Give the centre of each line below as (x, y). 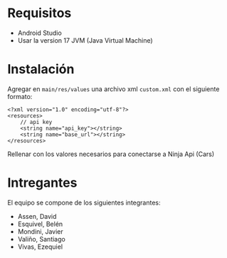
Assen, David (37, 216)
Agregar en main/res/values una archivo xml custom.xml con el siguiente (114, 89)
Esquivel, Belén (40, 224)
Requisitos (39, 13)
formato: (20, 96)
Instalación (41, 69)
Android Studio (39, 33)
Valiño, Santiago (41, 239)
